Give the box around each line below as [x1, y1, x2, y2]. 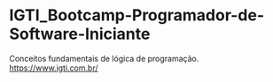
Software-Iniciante [9, 24, 151, 44]
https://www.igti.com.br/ [9, 63, 98, 73]
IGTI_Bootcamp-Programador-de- [9, 5, 265, 26]
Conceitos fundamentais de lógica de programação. [9, 53, 199, 63]
